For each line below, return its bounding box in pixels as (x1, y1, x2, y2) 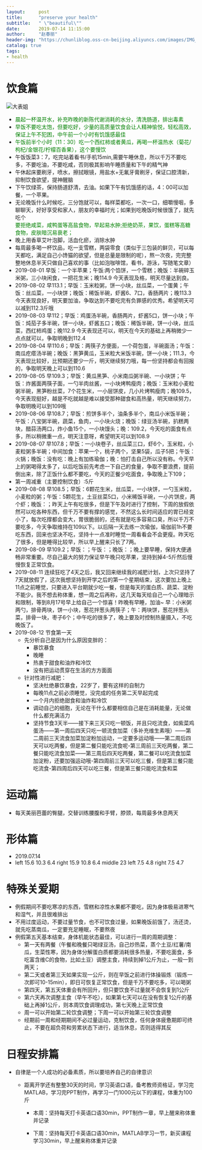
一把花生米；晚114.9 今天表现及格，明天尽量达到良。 (62, 274, 192, 281)
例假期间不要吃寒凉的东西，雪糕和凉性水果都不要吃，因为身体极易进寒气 (14, 903, 194, 910)
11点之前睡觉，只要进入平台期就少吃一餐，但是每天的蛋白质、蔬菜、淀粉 (14, 583, 194, 590)
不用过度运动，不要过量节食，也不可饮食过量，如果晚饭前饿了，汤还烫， (14, 918, 194, 925)
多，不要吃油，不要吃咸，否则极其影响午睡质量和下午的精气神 (14, 161, 168, 168)
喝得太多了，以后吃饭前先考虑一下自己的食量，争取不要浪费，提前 (31, 462, 194, 470)
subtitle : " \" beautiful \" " (6, 20, 82, 26)
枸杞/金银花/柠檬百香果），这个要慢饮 (14, 145, 106, 153)
